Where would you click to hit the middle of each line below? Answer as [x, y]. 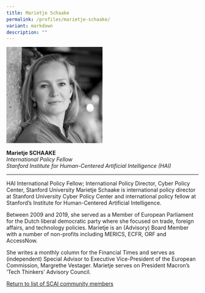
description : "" [27, 32]
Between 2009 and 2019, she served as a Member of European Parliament [100, 215]
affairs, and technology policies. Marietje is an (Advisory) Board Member [98, 228]
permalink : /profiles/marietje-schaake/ [59, 19]
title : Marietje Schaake [38, 13]
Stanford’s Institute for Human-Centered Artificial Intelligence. [84, 203]
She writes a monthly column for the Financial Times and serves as [91, 253]
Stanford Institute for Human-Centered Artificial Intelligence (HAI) [89, 166]
